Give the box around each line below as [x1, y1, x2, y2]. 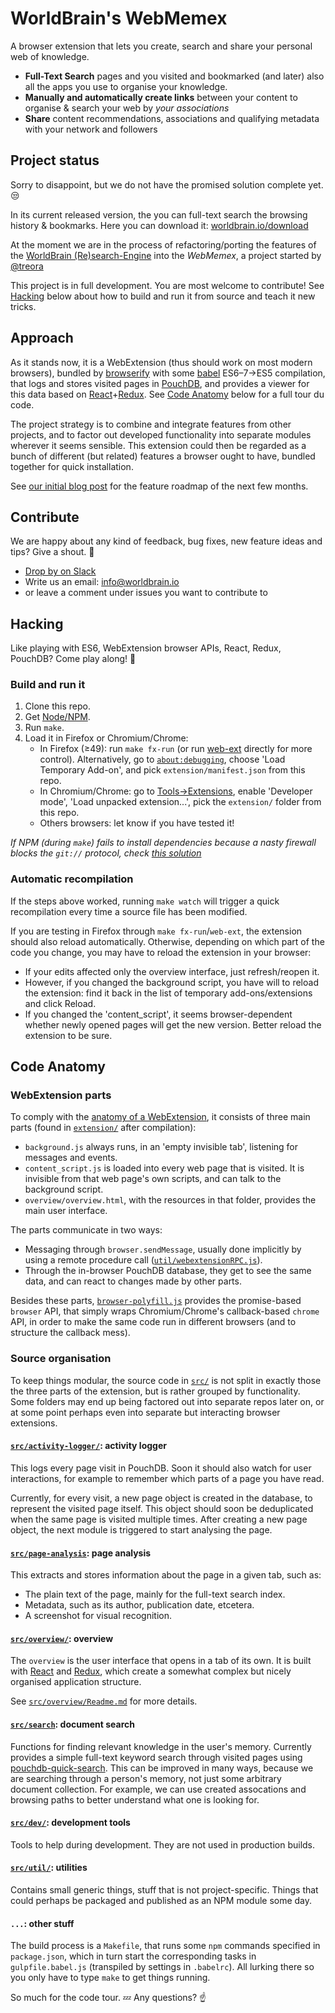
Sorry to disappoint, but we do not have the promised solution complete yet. [10, 178, 324, 191]
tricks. [10, 300, 37, 312]
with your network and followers [24, 123, 158, 135]
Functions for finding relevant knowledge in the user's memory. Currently [10, 1740, 312, 1752]
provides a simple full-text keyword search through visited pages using [10, 1751, 303, 1763]
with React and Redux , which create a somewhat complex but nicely [10, 1665, 292, 1677]
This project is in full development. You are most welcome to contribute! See [10, 279, 325, 291]
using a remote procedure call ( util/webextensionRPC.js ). [24, 1254, 263, 1266]
